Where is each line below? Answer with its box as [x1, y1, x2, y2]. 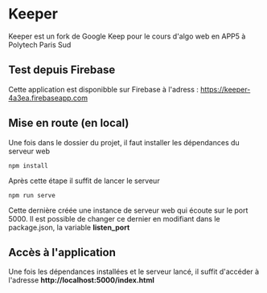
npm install [8, 161, 48, 169]
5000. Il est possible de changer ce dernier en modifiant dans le [8, 214, 220, 223]
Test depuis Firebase [8, 63, 116, 77]
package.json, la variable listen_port [8, 222, 130, 232]
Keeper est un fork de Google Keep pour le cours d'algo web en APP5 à [8, 31, 246, 41]
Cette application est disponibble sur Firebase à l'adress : [8, 84, 199, 94]
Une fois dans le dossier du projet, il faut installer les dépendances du [8, 137, 240, 147]
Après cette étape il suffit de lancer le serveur [8, 176, 160, 185]
